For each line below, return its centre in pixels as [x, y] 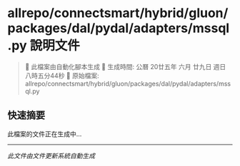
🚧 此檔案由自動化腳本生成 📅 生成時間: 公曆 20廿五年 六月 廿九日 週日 [125, 66]
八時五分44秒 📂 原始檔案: [62, 76]
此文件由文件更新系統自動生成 [51, 155]
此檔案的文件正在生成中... [45, 134]
